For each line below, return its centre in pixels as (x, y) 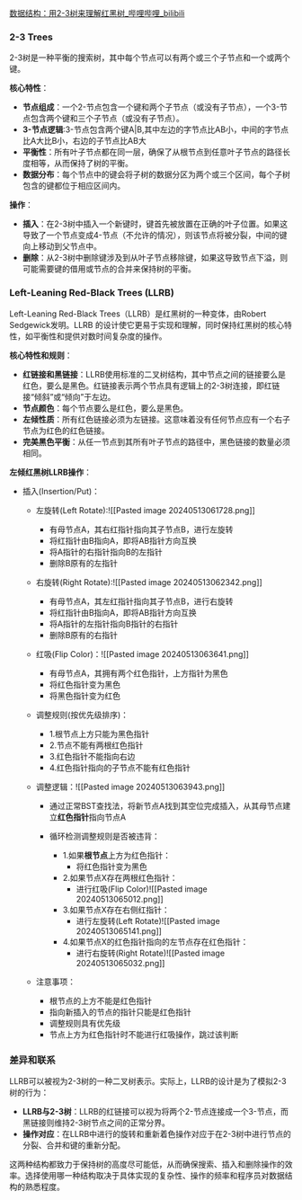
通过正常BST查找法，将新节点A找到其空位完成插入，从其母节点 (166, 805)
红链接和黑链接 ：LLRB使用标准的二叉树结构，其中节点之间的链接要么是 (154, 374)
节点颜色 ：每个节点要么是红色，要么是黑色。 (105, 408)
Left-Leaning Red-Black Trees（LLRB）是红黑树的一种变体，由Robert (138, 314)
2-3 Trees (31, 37)
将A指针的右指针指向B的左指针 (106, 552)
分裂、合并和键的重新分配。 (74, 1145)
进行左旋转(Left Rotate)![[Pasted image (148, 920)
